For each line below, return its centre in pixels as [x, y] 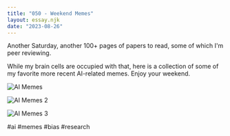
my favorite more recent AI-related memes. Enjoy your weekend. [99, 73]
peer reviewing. [29, 53]
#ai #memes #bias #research [49, 127]
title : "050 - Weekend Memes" [51, 13]
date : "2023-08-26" [35, 26]
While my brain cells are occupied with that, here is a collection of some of [113, 67]
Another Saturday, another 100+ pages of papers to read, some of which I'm [115, 46]
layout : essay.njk [33, 20]
